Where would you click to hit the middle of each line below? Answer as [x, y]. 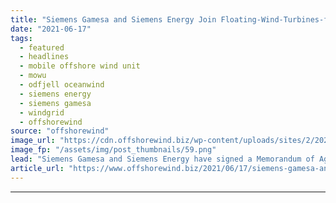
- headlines [44, 57]
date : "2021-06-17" [51, 29]
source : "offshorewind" [60, 131]
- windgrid [42, 112]
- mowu [33, 76]
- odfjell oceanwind [62, 85]
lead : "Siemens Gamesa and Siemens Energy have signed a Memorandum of [162, 159]
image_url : [33, 141]
